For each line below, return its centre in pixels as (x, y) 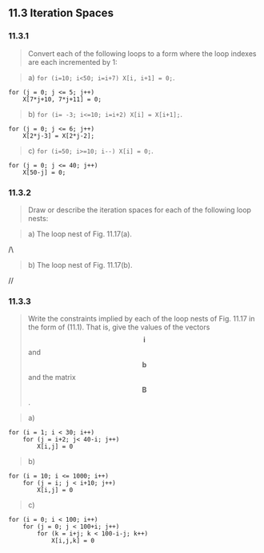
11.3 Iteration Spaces (61, 13)
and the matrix (52, 377)
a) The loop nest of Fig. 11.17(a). (80, 234)
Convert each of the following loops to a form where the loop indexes (142, 53)
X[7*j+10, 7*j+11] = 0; (62, 99)
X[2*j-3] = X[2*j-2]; (58, 135)
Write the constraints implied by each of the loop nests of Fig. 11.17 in (141, 319)
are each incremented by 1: (72, 62)
